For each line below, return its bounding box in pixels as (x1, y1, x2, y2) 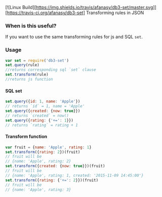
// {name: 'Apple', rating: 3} (5, 187, 71, 192)
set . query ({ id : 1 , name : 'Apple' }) (5, 99, 80, 104)
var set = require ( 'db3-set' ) (5, 58, 69, 63)
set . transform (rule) (5, 72, 49, 77)
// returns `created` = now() (5, 113, 69, 118)
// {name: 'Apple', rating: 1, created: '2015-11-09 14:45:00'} (5, 173, 144, 178)
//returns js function (5, 77, 53, 82)
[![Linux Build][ (5, 5, 36, 10)
